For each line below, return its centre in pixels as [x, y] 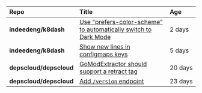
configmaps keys [103, 54]
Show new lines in [105, 46]
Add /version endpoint [112, 81]
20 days [181, 67]
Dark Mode [95, 37]
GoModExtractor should [113, 64]
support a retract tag [109, 71]
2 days [179, 29]
